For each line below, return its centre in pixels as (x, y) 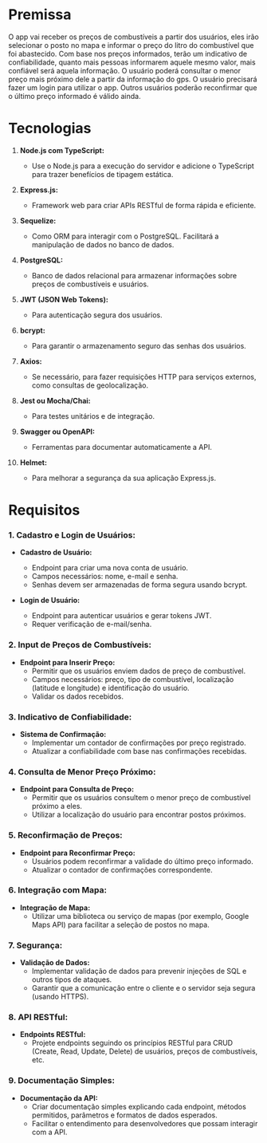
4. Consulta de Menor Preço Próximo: (82, 771)
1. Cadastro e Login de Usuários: (72, 534)
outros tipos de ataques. (72, 979)
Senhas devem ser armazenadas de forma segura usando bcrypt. (139, 585)
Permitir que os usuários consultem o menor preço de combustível (141, 798)
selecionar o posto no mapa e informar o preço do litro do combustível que (131, 45)
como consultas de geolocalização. (90, 385)
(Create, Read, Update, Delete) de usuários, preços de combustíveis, (145, 1051)
